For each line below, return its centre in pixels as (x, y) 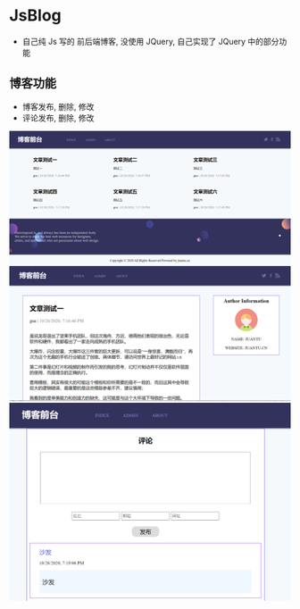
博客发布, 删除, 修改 (58, 106)
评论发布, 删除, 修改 (58, 118)
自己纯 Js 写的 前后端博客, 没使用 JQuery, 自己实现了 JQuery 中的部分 (150, 41)
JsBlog (36, 16)
